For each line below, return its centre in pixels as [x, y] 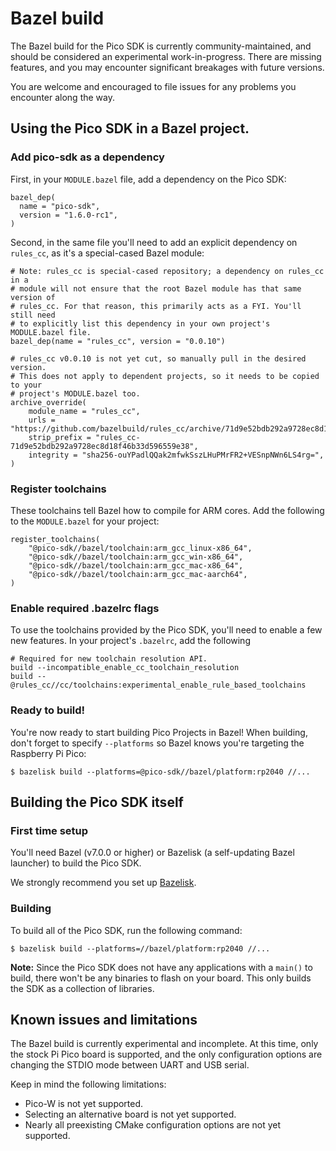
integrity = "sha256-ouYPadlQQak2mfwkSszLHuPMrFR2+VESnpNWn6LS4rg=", [176, 455]
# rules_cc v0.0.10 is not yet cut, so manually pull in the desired [158, 358]
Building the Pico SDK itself [97, 802]
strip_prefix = [60, 437]
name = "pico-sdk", [60, 206]
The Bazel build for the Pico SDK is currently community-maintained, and [161, 46]
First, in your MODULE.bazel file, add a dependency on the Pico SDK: [148, 179]
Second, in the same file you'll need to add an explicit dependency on [154, 242]
